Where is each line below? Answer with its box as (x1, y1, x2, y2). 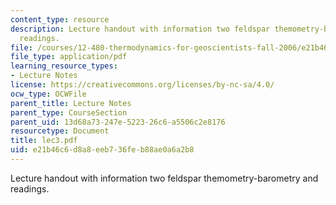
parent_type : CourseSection (10, 107, 128, 118)
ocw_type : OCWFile (10, 89, 87, 99)
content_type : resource (10, 14, 110, 25)
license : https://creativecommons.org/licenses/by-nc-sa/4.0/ (10, 80, 275, 90)
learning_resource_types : (10, 61, 118, 71)
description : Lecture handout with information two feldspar (10, 24, 271, 34)
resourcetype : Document (10, 126, 110, 136)
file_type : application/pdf (10, 52, 128, 62)
